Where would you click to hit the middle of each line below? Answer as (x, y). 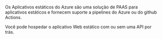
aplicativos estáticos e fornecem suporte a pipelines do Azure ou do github (81, 12)
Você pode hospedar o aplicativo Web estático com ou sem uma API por (78, 27)
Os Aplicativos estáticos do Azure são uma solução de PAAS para (72, 7)
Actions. (13, 17)
